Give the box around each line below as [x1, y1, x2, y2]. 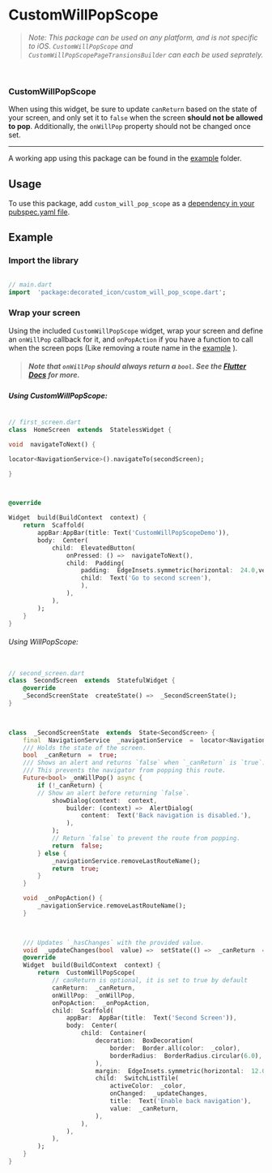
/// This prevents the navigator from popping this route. [23, 766, 227, 774]
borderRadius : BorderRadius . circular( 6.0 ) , [109, 1051, 263, 1060]
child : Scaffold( [51, 1007, 114, 1015]
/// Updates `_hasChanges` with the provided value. [23, 938, 205, 947]
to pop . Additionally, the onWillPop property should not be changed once [8, 122, 251, 132]
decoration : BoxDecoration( [95, 1037, 194, 1045]
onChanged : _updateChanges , [109, 1089, 208, 1098]
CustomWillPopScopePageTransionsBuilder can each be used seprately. [28, 50, 264, 59]
